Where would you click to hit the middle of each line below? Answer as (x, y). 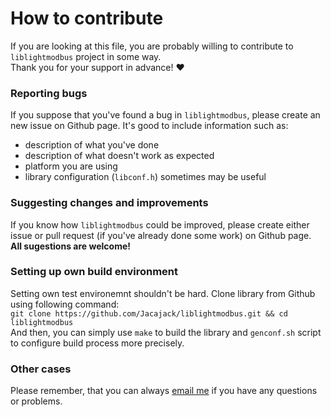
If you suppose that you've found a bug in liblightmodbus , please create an (165, 115)
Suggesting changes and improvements (109, 203)
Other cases (41, 369)
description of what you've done (92, 145)
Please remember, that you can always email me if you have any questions (164, 391)
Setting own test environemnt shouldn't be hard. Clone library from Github (163, 293)
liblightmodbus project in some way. (86, 56)
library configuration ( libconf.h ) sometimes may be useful (145, 177)
